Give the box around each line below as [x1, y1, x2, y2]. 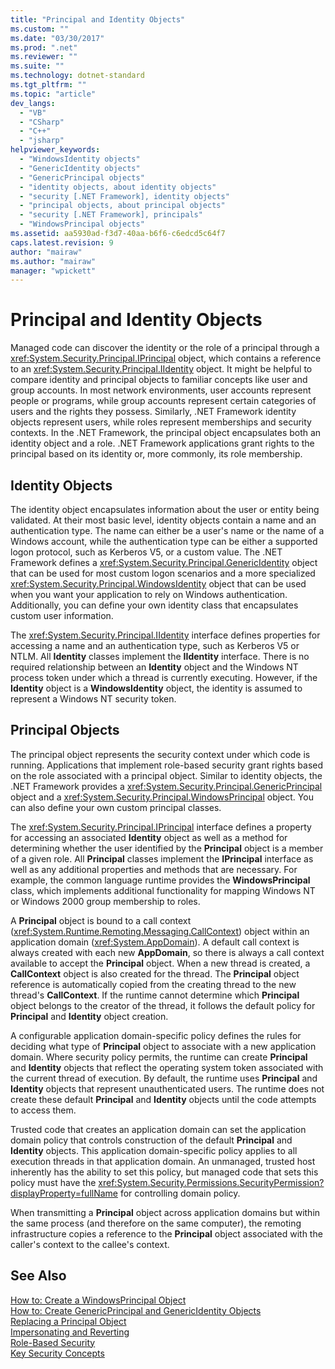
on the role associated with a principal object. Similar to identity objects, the [10, 769, 323, 781]
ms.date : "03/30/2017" [10, 33, 105, 43]
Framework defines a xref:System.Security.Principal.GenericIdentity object [10, 557, 318, 568]
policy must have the [10, 1176, 97, 1188]
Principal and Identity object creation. [10, 1010, 169, 1022]
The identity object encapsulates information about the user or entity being [10, 504, 320, 515]
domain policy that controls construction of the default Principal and [10, 1134, 293, 1146]
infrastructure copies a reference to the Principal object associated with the [10, 1227, 323, 1240]
